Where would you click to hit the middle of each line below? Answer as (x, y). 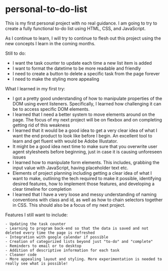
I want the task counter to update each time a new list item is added (82, 63)
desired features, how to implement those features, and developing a (83, 184)
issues (19, 157)
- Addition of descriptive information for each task (62, 250)
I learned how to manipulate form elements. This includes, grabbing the (86, 162)
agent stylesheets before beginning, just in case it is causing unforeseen (87, 152)
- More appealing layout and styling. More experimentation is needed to (84, 259)
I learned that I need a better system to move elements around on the (83, 114)
